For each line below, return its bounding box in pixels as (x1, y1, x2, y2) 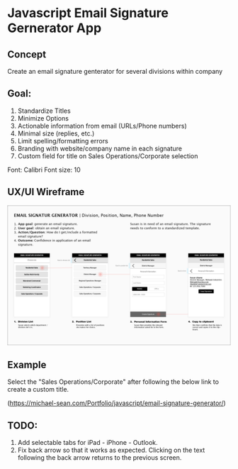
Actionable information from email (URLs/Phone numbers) (17, 121, 188, 130)
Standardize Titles (17, 106, 71, 115)
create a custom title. (7, 385, 69, 394)
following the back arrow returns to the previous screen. (17, 453, 182, 462)
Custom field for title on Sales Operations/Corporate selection (17, 151, 198, 160)
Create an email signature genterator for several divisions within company (7, 67, 223, 75)
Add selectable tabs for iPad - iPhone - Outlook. (17, 438, 158, 447)
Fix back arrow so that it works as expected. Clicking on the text (17, 446, 205, 455)
